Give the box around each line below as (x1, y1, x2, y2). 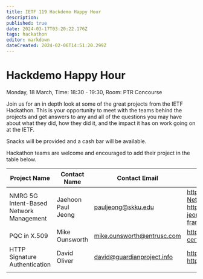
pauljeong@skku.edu (94, 203, 154, 211)
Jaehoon (56, 195, 82, 204)
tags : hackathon (6, 31, 47, 37)
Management (9, 214, 47, 222)
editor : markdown (6, 37, 50, 43)
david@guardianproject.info (94, 252, 173, 261)
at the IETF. (6, 126, 35, 133)
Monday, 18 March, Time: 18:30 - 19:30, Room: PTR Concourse (6, 88, 163, 95)
